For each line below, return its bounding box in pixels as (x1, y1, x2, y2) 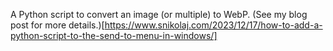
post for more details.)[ (10, 19, 105, 31)
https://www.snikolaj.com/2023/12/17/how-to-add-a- (104, 19, 323, 31)
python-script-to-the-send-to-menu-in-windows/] (10, 30, 218, 41)
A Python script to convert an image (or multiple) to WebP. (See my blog (10, 9, 308, 20)
